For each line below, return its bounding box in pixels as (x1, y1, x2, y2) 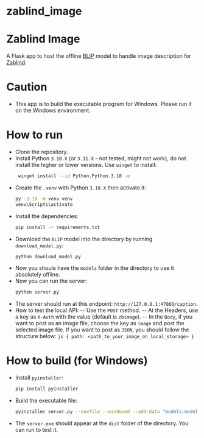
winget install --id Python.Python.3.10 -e (18, 173, 130, 179)
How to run (6, 128, 63, 142)
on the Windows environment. (15, 107, 91, 114)
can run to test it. (15, 426, 58, 433)
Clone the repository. (15, 148, 68, 155)
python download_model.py (15, 253, 81, 260)
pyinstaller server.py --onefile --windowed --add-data (15, 409, 160, 415)
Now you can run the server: (15, 277, 87, 284)
